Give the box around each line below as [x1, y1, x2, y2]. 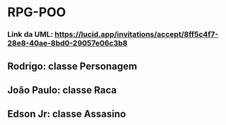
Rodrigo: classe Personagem [7, 60, 137, 72]
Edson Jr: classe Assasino [7, 108, 126, 120]
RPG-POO [7, 4, 66, 20]
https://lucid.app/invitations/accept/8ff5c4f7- [54, 30, 219, 40]
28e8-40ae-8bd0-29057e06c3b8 [7, 38, 128, 48]
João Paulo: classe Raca [7, 84, 117, 96]
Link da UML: [7, 30, 53, 40]
